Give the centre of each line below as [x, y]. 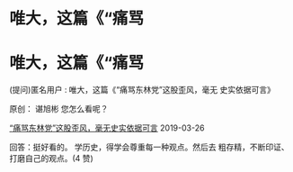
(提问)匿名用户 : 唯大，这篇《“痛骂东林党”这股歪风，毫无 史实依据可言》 [142, 90]
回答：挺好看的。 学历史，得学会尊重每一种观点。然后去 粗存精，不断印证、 [149, 147]
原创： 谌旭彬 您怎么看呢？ [59, 109]
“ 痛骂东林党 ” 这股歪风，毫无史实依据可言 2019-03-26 [107, 128]
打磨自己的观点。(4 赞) [52, 158]
